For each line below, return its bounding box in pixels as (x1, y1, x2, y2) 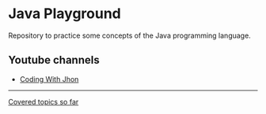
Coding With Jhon (19, 74, 79, 83)
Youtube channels (8, 53, 101, 67)
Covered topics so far (8, 97, 79, 106)
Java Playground (8, 5, 121, 23)
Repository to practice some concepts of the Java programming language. (8, 31, 251, 40)
